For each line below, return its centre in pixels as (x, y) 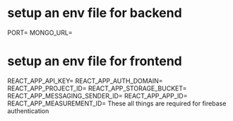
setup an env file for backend (95, 13)
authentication (28, 110)
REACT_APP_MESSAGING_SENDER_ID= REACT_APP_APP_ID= (97, 96)
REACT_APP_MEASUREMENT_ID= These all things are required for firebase (117, 103)
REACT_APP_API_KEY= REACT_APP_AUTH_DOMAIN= (85, 81)
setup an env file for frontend (95, 61)
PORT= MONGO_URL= (40, 33)
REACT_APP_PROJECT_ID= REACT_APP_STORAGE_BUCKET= (97, 88)
